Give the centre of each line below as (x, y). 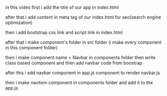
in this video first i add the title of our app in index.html (62, 7)
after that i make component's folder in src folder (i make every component (83, 42)
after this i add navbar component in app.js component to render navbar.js (83, 73)
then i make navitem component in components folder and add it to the (79, 83)
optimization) (19, 23)
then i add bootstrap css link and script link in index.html (64, 32)
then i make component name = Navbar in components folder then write (80, 57)
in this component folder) (32, 47)
